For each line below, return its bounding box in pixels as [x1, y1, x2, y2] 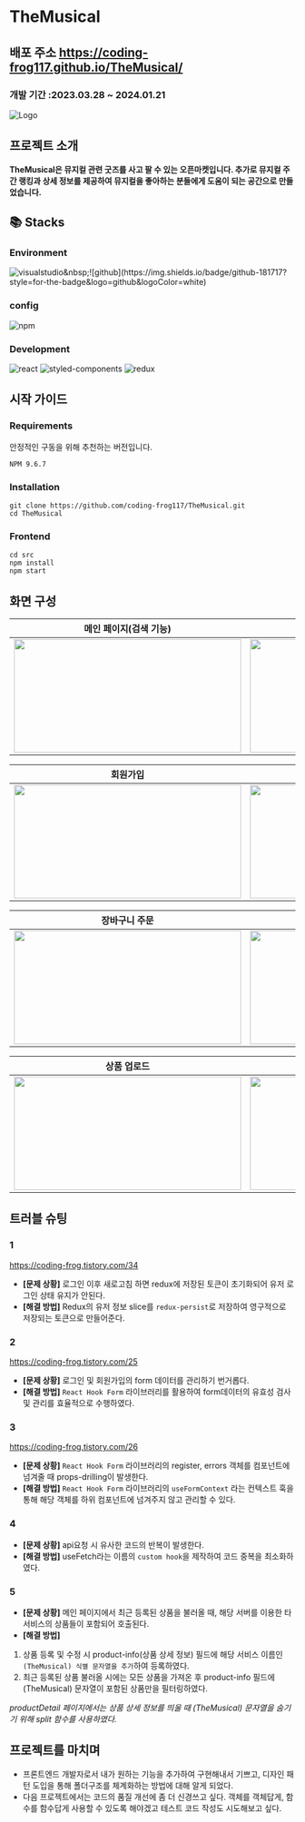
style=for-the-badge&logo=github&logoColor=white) [9, 277, 207, 288]
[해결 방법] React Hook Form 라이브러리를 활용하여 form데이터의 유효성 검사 [22, 1386, 291, 1397]
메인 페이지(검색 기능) [84, 623, 172, 635]
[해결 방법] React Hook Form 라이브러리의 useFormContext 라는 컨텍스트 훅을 [22, 1482, 294, 1494]
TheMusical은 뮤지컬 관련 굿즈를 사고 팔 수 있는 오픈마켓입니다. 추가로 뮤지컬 [9, 163, 281, 174]
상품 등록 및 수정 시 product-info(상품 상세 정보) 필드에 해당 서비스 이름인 [22, 1649, 283, 1659]
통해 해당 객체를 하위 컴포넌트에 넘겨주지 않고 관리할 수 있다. [22, 1494, 236, 1505]
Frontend [9, 529, 51, 542]
